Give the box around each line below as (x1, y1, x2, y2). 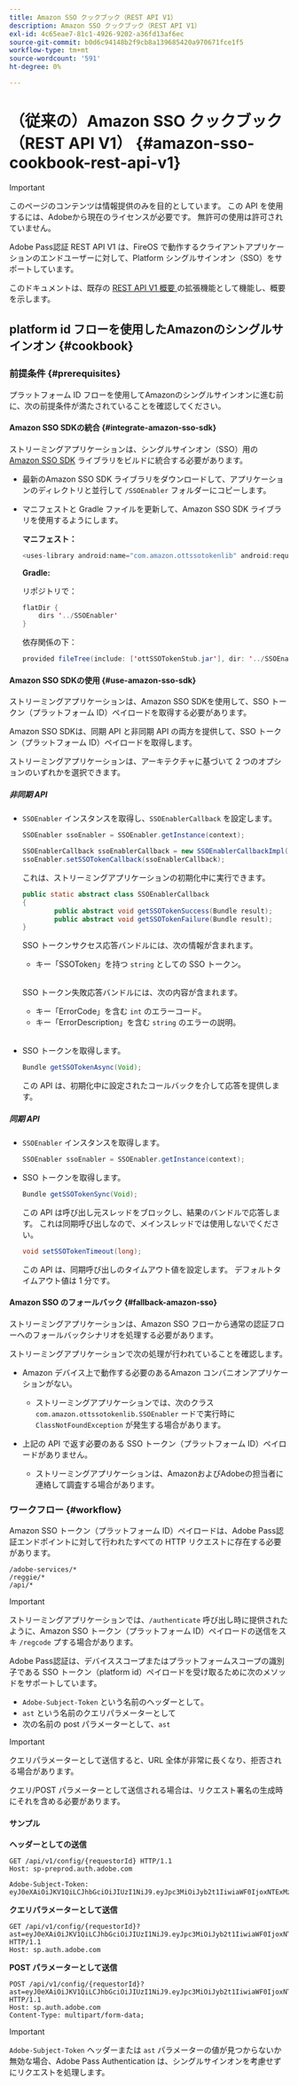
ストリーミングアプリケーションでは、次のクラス (35, 1397, 215, 1408)
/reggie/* (9, 1573, 46, 1582)
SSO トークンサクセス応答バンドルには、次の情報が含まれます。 (21, 940, 258, 951)
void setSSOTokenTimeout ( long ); (21, 1247, 142, 1256)
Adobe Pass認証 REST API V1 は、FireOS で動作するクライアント (9, 241, 246, 252)
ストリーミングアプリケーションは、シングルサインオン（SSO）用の (9, 443, 259, 454)
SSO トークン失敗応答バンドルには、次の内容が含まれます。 (21, 987, 242, 998)
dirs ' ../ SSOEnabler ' (38, 611, 118, 621)
